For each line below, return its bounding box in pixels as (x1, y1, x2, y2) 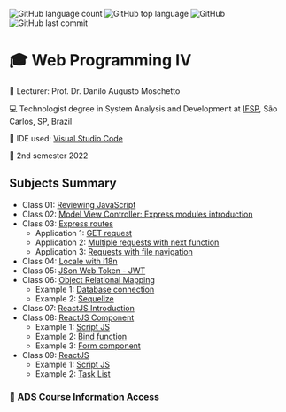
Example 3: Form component (35, 340, 142, 351)
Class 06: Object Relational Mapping (21, 274, 155, 285)
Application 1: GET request (35, 227, 133, 238)
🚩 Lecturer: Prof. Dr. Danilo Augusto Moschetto (9, 85, 181, 96)
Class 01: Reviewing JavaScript (21, 199, 136, 210)
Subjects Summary (9, 176, 117, 191)
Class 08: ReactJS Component (21, 312, 135, 323)
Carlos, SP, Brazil (9, 116, 73, 126)
